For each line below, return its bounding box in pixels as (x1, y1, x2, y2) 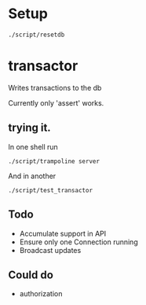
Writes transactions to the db (8, 83, 102, 92)
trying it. (8, 121, 51, 135)
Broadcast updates (19, 245, 82, 255)
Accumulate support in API (19, 229, 107, 238)
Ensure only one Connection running (19, 237, 139, 247)
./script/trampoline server (8, 157, 100, 166)
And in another (8, 171, 57, 180)
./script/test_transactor (8, 186, 93, 194)
